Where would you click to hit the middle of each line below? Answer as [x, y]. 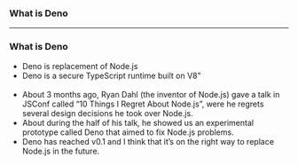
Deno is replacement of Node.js [80, 66]
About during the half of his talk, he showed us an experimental [138, 122]
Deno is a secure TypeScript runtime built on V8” [111, 75]
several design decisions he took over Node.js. [107, 113]
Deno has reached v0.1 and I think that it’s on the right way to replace [148, 141]
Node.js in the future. [61, 151]
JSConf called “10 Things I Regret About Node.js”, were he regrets [143, 104]
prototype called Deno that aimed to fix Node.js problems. [128, 132]
